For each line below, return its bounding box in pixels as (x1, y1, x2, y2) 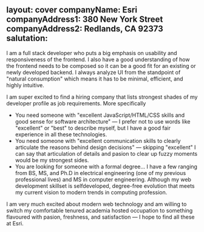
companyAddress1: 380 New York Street (6, 15, 163, 25)
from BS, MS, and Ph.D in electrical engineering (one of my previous (15, 169, 186, 176)
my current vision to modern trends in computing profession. (15, 188, 168, 196)
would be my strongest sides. (15, 156, 89, 164)
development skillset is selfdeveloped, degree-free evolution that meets (15, 182, 195, 190)
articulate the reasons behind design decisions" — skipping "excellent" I (15, 144, 196, 151)
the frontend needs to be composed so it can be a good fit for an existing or (6, 62, 196, 69)
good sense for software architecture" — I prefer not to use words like (15, 118, 191, 125)
